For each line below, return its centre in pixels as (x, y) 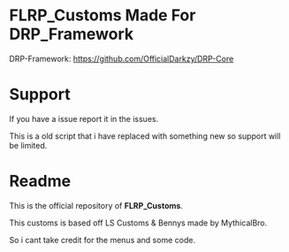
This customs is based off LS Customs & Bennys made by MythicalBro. (138, 223)
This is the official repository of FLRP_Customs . (96, 205)
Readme (40, 181)
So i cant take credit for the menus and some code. (103, 240)
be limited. (28, 145)
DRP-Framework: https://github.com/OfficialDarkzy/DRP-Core (122, 58)
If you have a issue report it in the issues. (84, 118)
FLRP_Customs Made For (103, 15)
